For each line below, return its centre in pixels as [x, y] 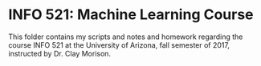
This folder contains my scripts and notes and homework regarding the [126, 37]
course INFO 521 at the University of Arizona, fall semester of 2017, [119, 45]
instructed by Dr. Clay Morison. [59, 53]
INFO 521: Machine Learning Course [131, 15]
